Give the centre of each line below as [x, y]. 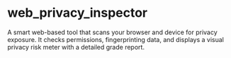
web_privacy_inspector [77, 13]
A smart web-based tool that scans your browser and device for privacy [112, 32]
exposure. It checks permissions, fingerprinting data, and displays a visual [116, 39]
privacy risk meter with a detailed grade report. [76, 47]
